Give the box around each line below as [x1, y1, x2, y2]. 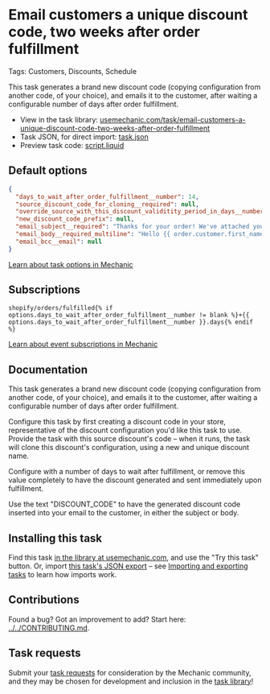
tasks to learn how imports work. [8, 570, 117, 580]
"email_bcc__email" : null [15, 238, 103, 246]
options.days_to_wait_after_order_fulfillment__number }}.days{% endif [8, 318, 253, 327]
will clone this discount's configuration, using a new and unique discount [8, 443, 250, 452]
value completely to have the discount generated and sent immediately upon [8, 475, 262, 485]
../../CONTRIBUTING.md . [8, 622, 90, 633]
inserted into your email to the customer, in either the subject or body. [8, 508, 239, 518]
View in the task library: [19, 114, 99, 124]
